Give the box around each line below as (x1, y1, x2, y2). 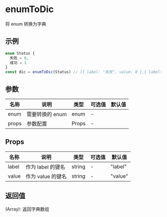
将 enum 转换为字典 (5, 21, 47, 27)
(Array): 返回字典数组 (5, 206, 50, 212)
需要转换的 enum (26, 111, 67, 118)
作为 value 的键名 (25, 173, 67, 180)
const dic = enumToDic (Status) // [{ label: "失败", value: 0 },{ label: (5, 70, 163, 75)
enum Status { (5, 50, 35, 56)
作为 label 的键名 (25, 163, 66, 170)
